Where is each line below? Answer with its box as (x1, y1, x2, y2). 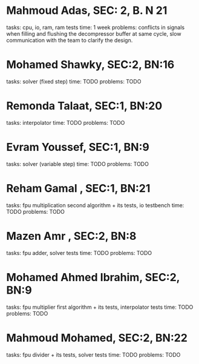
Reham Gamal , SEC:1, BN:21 (6, 181, 151, 195)
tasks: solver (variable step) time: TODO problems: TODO (6, 160, 149, 167)
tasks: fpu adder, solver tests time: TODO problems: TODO (6, 249, 152, 256)
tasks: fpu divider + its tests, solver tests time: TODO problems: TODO (6, 351, 181, 358)
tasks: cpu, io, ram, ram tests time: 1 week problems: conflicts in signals (6, 24, 185, 31)
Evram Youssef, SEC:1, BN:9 (6, 141, 149, 154)
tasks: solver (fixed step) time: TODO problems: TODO (6, 78, 142, 85)
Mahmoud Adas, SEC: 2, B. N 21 (6, 4, 168, 18)
